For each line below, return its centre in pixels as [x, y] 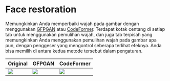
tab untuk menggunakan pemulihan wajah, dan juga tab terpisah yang [79, 34]
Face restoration [41, 9]
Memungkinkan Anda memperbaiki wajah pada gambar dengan [72, 24]
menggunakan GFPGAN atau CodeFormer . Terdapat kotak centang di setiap [85, 29]
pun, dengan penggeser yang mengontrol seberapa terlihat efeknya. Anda [83, 45]
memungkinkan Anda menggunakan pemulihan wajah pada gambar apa [81, 40]
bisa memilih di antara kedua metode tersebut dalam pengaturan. [74, 51]
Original [18, 64]
